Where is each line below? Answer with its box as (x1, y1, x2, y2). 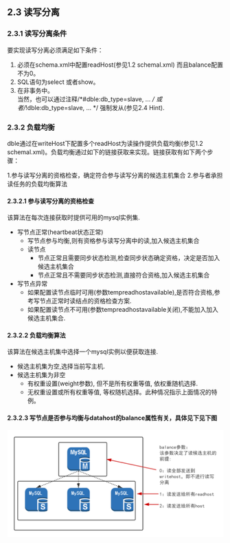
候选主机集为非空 (16, 371, 66, 379)
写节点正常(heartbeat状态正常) (16, 228, 104, 236)
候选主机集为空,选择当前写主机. (16, 362, 105, 370)
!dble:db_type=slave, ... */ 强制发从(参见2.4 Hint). (25, 103, 165, 111)
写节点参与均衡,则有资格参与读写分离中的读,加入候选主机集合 (27, 237, 200, 245)
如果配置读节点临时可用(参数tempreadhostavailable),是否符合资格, (27, 288, 214, 297)
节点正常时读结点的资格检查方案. (39, 297, 132, 305)
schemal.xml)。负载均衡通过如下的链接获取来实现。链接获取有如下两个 (7, 147, 207, 156)
